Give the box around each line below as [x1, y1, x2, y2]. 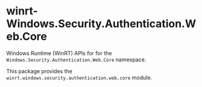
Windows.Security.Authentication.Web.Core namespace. [6, 56, 147, 63]
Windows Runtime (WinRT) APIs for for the [6, 49, 112, 56]
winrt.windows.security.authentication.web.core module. [6, 74, 153, 81]
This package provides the [6, 67, 72, 74]
